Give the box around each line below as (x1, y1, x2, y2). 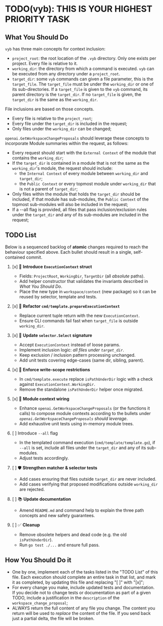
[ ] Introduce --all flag (12, 430, 58, 436)
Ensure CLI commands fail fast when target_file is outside (19, 317, 138, 324)
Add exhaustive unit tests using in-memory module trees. (19, 420, 134, 426)
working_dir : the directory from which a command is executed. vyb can (12, 66, 154, 71)
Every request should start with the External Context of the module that (12, 150, 156, 156)
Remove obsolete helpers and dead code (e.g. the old (19, 531, 127, 538)
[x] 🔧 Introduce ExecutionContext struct (12, 263, 92, 269)
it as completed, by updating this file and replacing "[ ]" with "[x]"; (12, 579, 145, 585)
